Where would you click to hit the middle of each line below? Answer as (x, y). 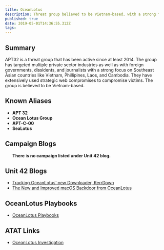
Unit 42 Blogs (26, 171)
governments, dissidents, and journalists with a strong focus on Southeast (80, 70)
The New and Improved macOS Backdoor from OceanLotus (72, 188)
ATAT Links (22, 231)
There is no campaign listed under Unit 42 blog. (61, 155)
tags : (10, 28)
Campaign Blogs (31, 144)
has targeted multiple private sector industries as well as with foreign (74, 65)
